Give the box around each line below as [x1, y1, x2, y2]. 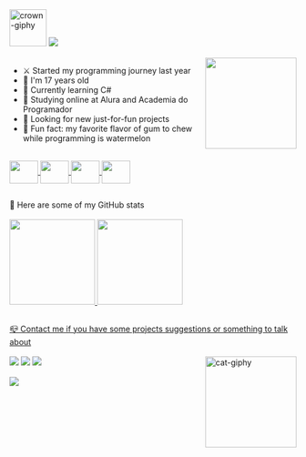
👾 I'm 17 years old [22, 75, 89, 86]
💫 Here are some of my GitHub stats [9, 199, 145, 210]
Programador [22, 104, 73, 115]
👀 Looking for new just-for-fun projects [22, 114, 170, 124]
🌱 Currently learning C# [22, 85, 112, 95]
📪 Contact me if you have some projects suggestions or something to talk [9, 323, 289, 334]
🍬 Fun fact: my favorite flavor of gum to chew [22, 123, 193, 134]
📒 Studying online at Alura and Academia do [22, 95, 189, 105]
